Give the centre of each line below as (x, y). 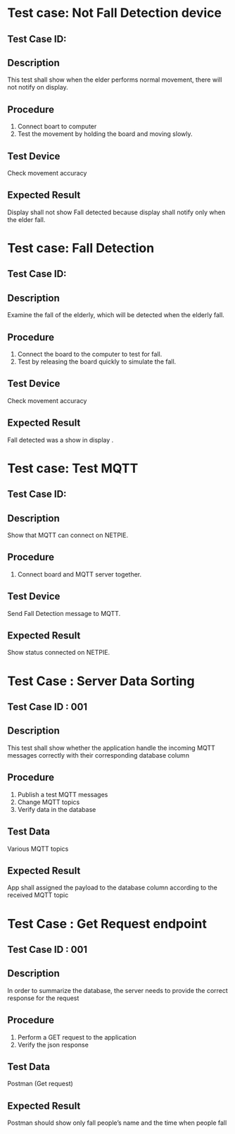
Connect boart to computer (57, 127)
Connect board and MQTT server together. (80, 574)
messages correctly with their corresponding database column (99, 755)
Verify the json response (53, 1044)
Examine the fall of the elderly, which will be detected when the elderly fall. (116, 315)
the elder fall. (26, 219)
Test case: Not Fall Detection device (114, 13)
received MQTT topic (38, 895)
